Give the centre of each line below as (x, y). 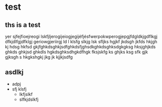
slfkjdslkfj (29, 99)
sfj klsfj (19, 89)
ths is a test (23, 25)
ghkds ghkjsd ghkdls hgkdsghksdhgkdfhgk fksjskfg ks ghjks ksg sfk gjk (77, 52)
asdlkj (14, 72)
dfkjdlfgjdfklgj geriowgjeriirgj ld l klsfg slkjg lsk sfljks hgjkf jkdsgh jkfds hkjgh (81, 42)
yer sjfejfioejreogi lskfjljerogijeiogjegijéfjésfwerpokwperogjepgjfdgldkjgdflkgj (81, 36)
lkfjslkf (26, 94)
